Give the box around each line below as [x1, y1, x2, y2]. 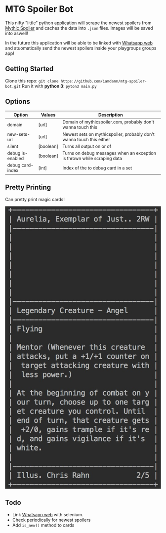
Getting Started [5, 65, 54, 73]
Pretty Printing [5, 183, 51, 192]
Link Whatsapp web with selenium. [12, 511, 83, 517]
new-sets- [7, 131, 31, 137]
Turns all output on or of [62, 143, 112, 149]
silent [7, 143, 19, 149]
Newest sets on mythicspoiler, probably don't [62, 131, 155, 137]
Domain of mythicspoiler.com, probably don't [62, 119, 155, 125]
